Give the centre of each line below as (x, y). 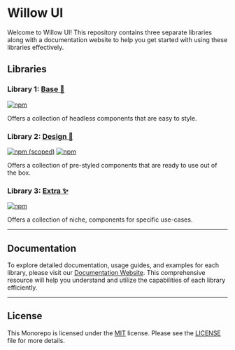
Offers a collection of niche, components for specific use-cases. (100, 220)
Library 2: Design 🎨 (40, 136)
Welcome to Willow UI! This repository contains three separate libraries (109, 32)
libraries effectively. (36, 47)
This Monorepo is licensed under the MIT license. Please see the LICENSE (114, 333)
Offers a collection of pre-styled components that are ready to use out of (112, 165)
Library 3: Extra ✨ (38, 191)
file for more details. (36, 340)
